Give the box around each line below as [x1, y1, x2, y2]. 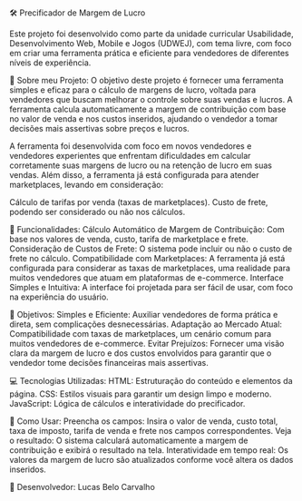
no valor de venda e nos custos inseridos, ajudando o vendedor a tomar [9, 113, 278, 124]
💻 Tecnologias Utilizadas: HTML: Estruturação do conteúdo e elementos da [9, 376, 293, 386]
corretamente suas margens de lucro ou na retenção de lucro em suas [9, 160, 272, 171]
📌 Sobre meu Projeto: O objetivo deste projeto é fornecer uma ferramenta [9, 75, 284, 85]
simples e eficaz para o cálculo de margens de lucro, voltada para [9, 84, 257, 95]
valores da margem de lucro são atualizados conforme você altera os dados [9, 455, 294, 465]
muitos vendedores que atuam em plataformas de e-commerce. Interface [9, 272, 284, 283]
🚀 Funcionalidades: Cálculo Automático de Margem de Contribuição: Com [9, 224, 285, 234]
